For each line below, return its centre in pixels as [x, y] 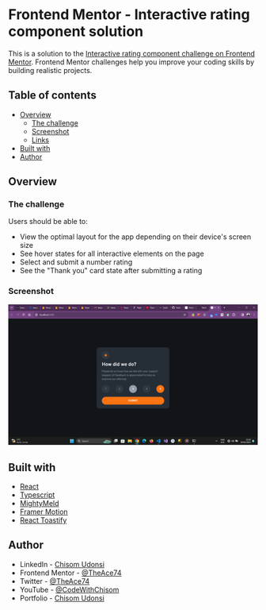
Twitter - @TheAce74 [55, 581]
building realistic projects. [50, 70]
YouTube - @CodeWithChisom [69, 589]
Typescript [37, 495]
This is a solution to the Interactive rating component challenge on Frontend [132, 53]
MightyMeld [39, 504]
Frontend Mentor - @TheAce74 [70, 573]
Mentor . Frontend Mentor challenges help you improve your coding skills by [131, 62]
